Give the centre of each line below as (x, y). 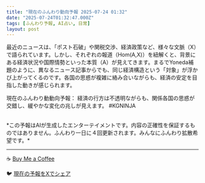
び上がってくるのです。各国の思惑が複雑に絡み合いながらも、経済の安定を (99, 77)
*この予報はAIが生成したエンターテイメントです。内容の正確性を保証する (98, 125)
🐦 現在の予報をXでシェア (39, 174)
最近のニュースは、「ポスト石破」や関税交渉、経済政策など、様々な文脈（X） (102, 47)
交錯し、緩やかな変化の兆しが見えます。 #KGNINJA (71, 106)
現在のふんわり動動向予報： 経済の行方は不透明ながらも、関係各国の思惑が (101, 98)
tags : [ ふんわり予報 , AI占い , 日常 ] (48, 23)
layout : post (23, 29)
